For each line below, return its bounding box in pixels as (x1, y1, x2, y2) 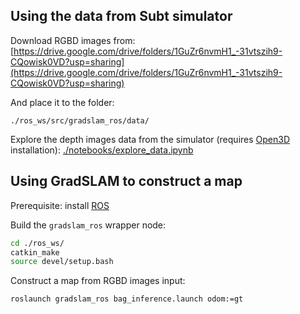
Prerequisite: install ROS (10, 199, 110, 211)
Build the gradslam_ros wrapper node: (10, 219, 167, 231)
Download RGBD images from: (10, 34, 136, 46)
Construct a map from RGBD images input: (10, 275, 186, 287)
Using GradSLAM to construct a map (10, 173, 243, 190)
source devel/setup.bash (10, 257, 114, 267)
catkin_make (10, 247, 60, 258)
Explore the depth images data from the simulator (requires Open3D (10, 133, 291, 145)
